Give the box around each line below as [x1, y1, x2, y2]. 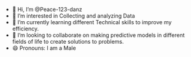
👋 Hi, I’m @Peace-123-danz [12, 6, 82, 13]
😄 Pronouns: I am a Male [12, 44, 76, 52]
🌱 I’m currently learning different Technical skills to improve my [12, 19, 172, 25]
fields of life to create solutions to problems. [12, 38, 124, 45]
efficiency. [12, 25, 39, 32]
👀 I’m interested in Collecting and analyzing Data [12, 12, 135, 19]
